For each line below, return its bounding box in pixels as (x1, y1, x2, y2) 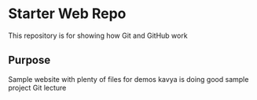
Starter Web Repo (8, 5, 127, 23)
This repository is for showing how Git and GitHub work (8, 31, 188, 40)
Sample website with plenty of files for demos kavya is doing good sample (8, 74, 249, 83)
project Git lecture (8, 83, 67, 92)
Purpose (8, 54, 51, 67)
